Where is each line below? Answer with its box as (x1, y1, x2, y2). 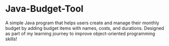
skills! (5, 36, 17, 42)
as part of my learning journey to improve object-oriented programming (5, 30, 155, 36)
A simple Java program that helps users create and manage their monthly (5, 20, 159, 26)
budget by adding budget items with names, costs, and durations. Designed (5, 25, 164, 31)
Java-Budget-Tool (5, 3, 84, 15)
